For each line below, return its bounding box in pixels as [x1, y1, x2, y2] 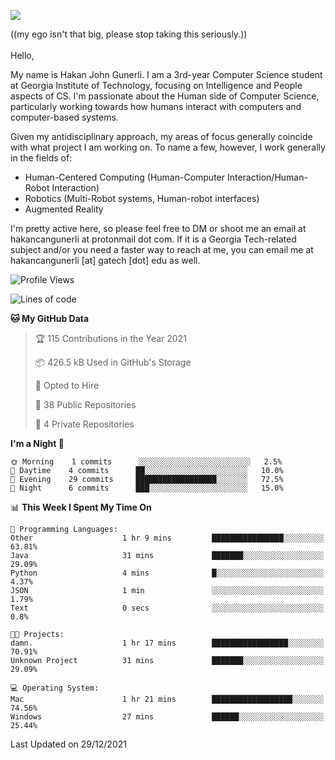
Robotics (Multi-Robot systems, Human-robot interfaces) [24, 193, 260, 204]
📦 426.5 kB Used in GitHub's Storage [34, 356, 192, 368]
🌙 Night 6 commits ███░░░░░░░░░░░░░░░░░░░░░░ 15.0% [10, 483, 284, 493]
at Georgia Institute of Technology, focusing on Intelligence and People [10, 80, 303, 91]
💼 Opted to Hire [34, 380, 100, 391]
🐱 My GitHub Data [10, 313, 90, 324]
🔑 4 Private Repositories [34, 418, 135, 430]
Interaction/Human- [226, 171, 308, 183]
